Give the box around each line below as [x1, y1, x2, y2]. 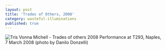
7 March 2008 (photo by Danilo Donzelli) [5, 40, 88, 46]
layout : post [5, 7, 32, 12]
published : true [5, 21, 39, 26]
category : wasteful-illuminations [5, 16, 77, 21]
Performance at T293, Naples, [99, 34, 162, 40]
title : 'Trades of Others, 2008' [5, 12, 75, 17]
